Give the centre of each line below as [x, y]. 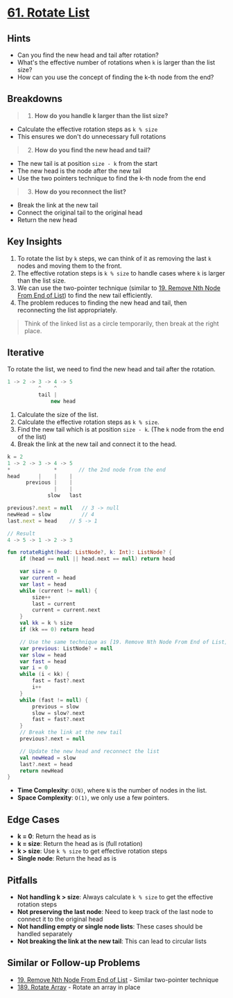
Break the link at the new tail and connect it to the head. [97, 444]
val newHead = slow [48, 758]
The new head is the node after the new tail [79, 171]
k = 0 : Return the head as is [57, 836]
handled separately [45, 933]
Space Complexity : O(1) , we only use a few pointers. [93, 798]
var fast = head [43, 661]
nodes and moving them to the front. [70, 266]
